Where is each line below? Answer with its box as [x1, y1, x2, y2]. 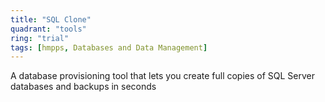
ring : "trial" [10, 33, 70, 43]
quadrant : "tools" [10, 24, 87, 34]
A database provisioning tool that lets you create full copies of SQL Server [10, 70, 316, 82]
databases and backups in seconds [10, 81, 157, 93]
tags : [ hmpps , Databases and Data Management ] [10, 42, 208, 53]
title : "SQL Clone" [10, 14, 92, 25]
